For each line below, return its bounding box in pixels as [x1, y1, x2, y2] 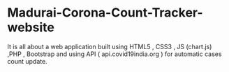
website [7, 19, 54, 35]
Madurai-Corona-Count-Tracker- [7, 5, 204, 21]
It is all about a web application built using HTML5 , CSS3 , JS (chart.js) [7, 42, 212, 51]
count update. [7, 57, 47, 65]
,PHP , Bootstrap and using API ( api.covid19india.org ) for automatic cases [7, 50, 222, 58]
